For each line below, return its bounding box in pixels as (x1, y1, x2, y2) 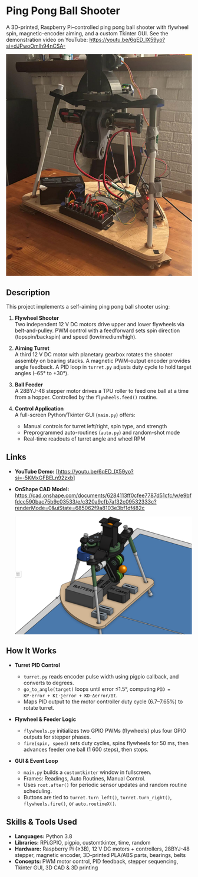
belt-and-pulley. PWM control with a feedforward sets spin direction (14, 327, 180, 334)
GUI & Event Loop (14, 757, 58, 764)
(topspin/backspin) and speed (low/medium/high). (14, 333, 137, 340)
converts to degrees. (23, 679, 74, 686)
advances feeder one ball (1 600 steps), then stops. (23, 746, 149, 753)
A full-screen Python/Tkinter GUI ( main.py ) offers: (14, 411, 136, 418)
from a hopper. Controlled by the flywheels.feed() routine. (14, 393, 158, 401)
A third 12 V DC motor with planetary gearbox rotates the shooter (14, 350, 173, 358)
